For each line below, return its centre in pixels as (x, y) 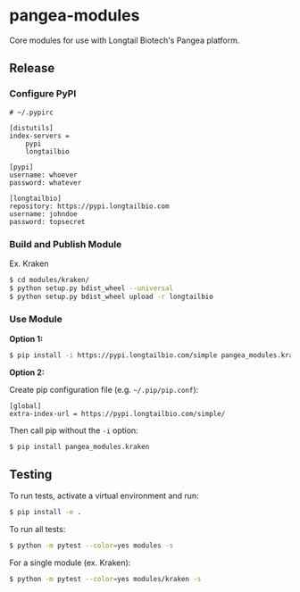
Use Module (36, 320)
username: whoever (43, 175)
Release (32, 68)
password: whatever (46, 183)
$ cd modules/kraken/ (50, 279)
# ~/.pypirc (31, 113)
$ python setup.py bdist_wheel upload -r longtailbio (112, 296)
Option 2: (27, 372)
